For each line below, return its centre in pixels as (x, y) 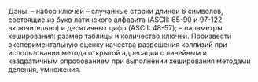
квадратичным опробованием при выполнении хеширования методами (129, 61)
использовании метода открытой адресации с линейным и (107, 53)
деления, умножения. (44, 69)
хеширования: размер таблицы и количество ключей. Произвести (120, 36)
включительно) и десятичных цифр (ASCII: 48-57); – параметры (115, 28)
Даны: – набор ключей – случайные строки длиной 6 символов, (116, 11)
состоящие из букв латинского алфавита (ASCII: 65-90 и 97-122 (115, 20)
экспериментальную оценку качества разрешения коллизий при (118, 45)
